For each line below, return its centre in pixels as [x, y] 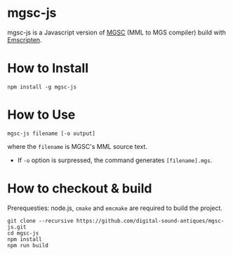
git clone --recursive [40, 221]
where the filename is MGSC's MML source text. [77, 146]
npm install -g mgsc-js [42, 87]
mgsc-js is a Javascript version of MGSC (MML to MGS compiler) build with [117, 32]
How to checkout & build [80, 188]
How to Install [48, 68]
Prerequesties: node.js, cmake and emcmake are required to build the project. [115, 208]
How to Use [41, 115]
